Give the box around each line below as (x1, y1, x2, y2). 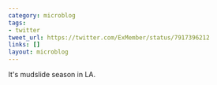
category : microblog (8, 11, 77, 20)
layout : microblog (8, 48, 69, 56)
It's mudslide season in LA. (8, 70, 96, 79)
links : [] (8, 41, 41, 49)
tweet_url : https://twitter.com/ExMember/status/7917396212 (8, 33, 211, 42)
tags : (8, 19, 26, 27)
